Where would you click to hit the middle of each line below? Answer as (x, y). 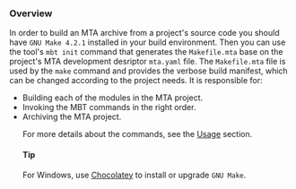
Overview (31, 13)
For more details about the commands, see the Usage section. (137, 134)
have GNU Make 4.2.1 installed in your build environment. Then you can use (148, 42)
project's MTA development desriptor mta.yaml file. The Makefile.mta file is (148, 62)
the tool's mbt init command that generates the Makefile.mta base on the (146, 52)
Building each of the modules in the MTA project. (113, 98)
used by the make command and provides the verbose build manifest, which (149, 71)
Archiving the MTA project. (72, 117)
